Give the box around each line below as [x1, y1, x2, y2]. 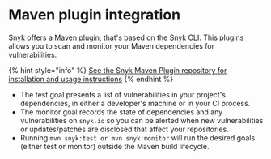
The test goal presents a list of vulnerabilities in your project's [19, 89, 227, 99]
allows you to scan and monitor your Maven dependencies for [8, 41, 214, 50]
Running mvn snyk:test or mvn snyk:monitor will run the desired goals [19, 132, 256, 143]
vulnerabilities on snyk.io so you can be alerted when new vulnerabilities [19, 115, 264, 125]
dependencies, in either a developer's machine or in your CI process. [19, 98, 251, 108]
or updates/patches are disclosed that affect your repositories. [19, 124, 229, 134]
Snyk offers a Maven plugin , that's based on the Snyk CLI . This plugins [8, 32, 244, 42]
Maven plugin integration [8, 6, 180, 24]
